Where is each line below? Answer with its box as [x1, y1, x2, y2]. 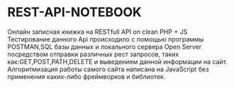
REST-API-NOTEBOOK [7, 4, 142, 20]
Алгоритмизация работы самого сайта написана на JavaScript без [7, 65, 209, 73]
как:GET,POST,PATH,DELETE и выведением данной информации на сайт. [7, 57, 228, 65]
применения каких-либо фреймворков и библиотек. [7, 72, 166, 81]
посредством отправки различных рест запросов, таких [7, 50, 179, 58]
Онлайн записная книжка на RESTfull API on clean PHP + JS [7, 27, 188, 36]
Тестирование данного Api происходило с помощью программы [7, 34, 204, 43]
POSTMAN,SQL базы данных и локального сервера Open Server [7, 42, 202, 51]
